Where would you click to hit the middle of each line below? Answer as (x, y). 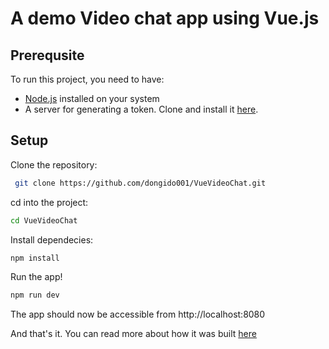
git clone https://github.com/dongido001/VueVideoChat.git (140, 183)
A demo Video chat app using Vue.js (165, 18)
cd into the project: (49, 202)
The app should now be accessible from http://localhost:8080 (138, 314)
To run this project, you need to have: (87, 79)
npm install (35, 258)
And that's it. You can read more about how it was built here (133, 334)
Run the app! (36, 277)
